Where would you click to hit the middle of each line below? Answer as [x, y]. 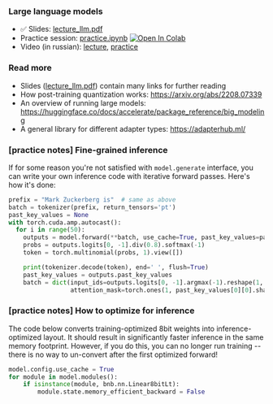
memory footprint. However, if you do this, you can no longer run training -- [135, 345]
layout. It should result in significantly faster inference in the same [154, 337]
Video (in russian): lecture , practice [79, 47]
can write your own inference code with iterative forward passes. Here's [129, 176]
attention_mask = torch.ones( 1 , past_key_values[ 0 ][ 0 [160, 290]
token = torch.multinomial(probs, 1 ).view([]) [103, 253]
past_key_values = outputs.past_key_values [98, 275]
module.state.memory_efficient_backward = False [121, 392]
